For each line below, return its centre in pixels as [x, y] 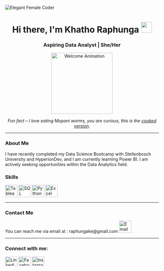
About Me [17, 143]
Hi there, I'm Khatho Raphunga [75, 30]
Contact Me [19, 213]
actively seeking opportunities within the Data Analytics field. [66, 164]
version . [82, 126]
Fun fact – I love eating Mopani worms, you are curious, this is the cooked [82, 121]
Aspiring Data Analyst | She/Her [82, 45]
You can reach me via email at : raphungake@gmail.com [61, 231]
